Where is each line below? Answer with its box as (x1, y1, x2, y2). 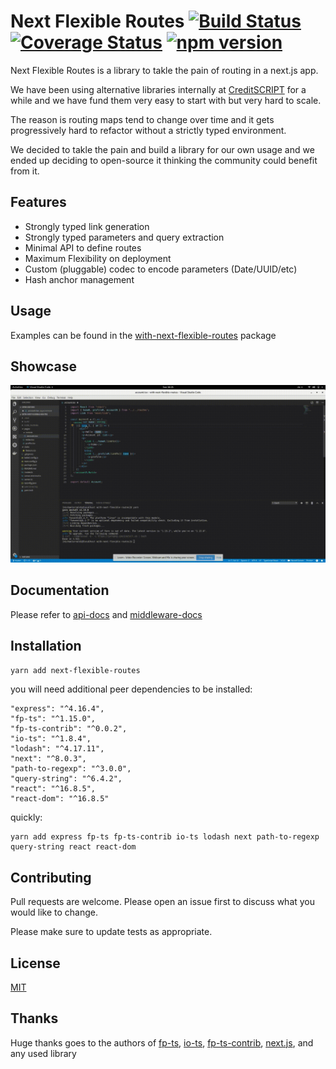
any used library (10, 1047, 77, 1059)
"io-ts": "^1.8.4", (10, 734, 92, 744)
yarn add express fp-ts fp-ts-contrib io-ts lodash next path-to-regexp (10, 832, 320, 842)
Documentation (10, 582, 110, 599)
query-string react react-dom (10, 842, 137, 852)
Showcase (10, 358, 78, 375)
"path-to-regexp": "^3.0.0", (10, 764, 132, 774)
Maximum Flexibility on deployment (24, 252, 172, 264)
